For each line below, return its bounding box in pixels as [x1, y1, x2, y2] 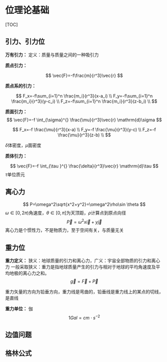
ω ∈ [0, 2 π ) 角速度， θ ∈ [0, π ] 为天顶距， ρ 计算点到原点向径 [5, 210, 126, 216]
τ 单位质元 [5, 171, 25, 177]
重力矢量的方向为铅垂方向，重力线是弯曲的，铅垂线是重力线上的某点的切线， [5, 289, 163, 295]
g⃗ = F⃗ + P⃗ [70, 279, 99, 285]
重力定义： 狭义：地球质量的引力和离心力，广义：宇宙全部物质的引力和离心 [5, 257, 160, 264]
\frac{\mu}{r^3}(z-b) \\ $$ [57, 132, 111, 138]
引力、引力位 [5, 37, 45, 46]
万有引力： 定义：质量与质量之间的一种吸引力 [5, 51, 99, 58]
